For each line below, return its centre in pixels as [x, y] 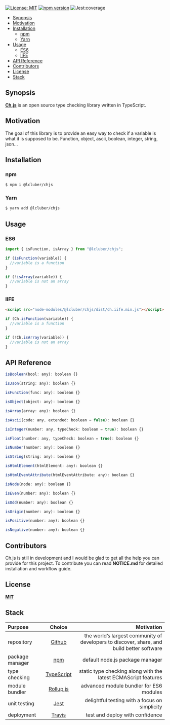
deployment [22, 715]
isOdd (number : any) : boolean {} [39, 502]
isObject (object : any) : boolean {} [43, 402]
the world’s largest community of [123, 635]
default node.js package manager [122, 660]
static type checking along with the [121, 671]
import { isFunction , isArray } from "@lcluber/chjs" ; [64, 249]
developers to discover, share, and [121, 642]
